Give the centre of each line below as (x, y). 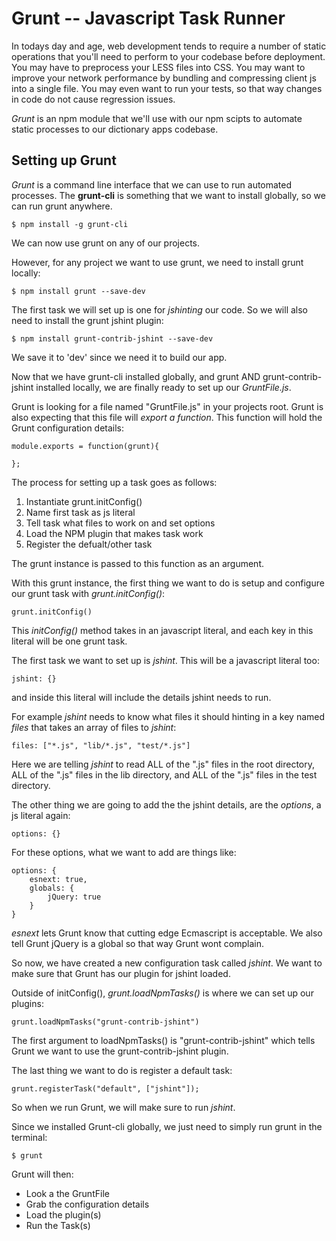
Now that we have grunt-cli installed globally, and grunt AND (136, 376)
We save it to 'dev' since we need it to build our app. (119, 357)
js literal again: (41, 815)
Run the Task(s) (58, 1225)
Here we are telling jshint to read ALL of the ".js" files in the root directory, (163, 764)
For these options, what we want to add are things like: (124, 852)
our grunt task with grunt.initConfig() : (88, 593)
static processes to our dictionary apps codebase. (115, 129)
